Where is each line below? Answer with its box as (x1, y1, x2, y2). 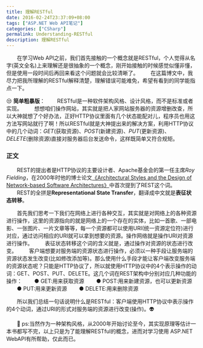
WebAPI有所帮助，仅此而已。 (6, 335, 79, 343)
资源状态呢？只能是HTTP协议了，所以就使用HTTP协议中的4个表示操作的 (11, 262, 192, 269)
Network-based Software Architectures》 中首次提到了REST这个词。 (6, 182, 176, 189)
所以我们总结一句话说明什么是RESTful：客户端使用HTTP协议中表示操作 (16, 298, 194, 305)
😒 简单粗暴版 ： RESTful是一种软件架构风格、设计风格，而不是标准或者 (6, 97, 193, 105)
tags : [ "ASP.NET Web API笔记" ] (6, 20, 83, 26)
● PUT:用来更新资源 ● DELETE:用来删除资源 (16, 285, 139, 292)
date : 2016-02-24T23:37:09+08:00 (6, 14, 91, 21)
